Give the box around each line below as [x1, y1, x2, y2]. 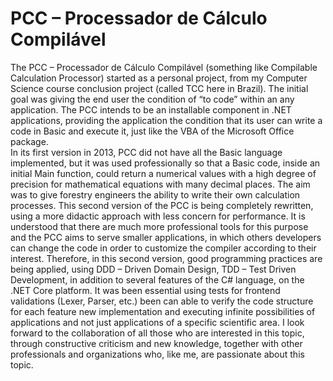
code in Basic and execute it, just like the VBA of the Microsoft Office [10, 125, 295, 137]
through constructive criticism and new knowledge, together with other [10, 337, 303, 349]
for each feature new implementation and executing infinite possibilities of [10, 305, 316, 317]
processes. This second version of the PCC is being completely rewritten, [10, 199, 314, 211]
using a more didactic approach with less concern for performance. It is [10, 210, 306, 222]
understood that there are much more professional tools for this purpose [10, 220, 309, 232]
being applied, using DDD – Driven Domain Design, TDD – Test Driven [10, 263, 297, 275]
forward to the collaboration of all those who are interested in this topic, [10, 327, 305, 339]
